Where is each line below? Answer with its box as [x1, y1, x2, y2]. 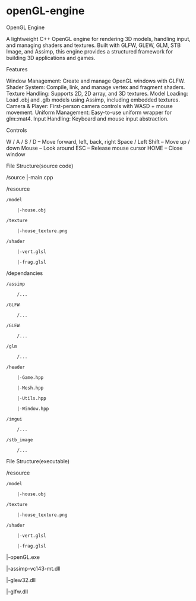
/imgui [6, 416, 23, 422]
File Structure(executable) [6, 457, 70, 464]
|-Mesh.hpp [17, 385, 44, 391]
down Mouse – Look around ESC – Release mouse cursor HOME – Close [6, 144, 183, 151]
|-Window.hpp [17, 406, 49, 412]
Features [6, 65, 28, 72]
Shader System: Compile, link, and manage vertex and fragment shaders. [6, 83, 185, 90]
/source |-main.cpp [6, 173, 53, 181]
